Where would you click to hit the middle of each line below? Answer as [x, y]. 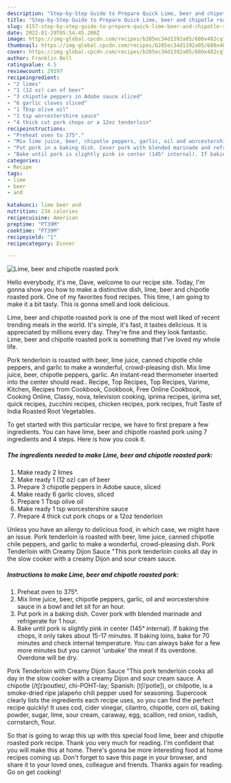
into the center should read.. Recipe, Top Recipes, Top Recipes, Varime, [109, 382]
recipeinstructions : [37, 129]
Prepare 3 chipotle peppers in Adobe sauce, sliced [89, 487]
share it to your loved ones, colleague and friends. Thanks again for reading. [115, 765]
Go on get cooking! [34, 772]
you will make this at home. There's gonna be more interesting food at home [115, 750]
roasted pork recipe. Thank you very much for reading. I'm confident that [111, 743]
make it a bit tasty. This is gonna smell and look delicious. [88, 304]
